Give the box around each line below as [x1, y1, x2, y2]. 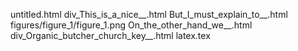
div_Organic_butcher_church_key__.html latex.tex [10, 30, 211, 41]
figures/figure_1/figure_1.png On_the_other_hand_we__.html [10, 19, 253, 31]
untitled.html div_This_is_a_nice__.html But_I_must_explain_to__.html [10, 9, 288, 20]
